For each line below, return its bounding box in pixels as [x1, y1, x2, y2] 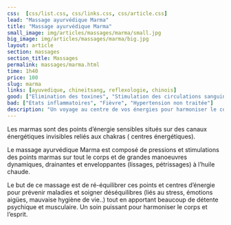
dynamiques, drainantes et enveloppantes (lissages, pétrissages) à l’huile [7, 160, 215, 169]
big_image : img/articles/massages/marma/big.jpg [7, 36, 149, 43]
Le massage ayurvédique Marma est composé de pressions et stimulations [7, 145, 220, 153]
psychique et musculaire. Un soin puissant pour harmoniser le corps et [7, 202, 208, 211]
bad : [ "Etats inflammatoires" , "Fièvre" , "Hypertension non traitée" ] [7, 100, 214, 107]
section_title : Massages [7, 55, 78, 62]
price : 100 [7, 74, 38, 81]
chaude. [7, 167, 31, 175]
